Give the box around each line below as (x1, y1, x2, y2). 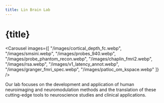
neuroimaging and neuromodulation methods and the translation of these (5, 87, 156, 93)
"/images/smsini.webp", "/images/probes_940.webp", (5, 50, 116, 56)
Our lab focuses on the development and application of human (5, 81, 134, 87)
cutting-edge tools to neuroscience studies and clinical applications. (5, 92, 146, 98)
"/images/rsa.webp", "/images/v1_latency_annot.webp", (5, 61, 119, 67)
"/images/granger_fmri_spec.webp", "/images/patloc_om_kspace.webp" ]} (5, 66, 159, 72)
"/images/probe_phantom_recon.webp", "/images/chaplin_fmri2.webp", (5, 56, 153, 62)
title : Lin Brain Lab (5, 7, 51, 12)
